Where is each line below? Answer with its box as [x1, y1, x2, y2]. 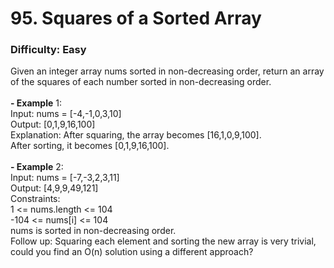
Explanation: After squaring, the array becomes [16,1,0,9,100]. [10, 129, 262, 141]
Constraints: [10, 193, 61, 205]
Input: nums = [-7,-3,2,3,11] [10, 172, 120, 184]
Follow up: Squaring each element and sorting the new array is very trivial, [10, 235, 317, 247]
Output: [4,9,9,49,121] [10, 182, 99, 194]
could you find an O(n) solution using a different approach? [10, 246, 254, 258]
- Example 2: [10, 161, 64, 173]
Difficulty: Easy [10, 43, 87, 57]
